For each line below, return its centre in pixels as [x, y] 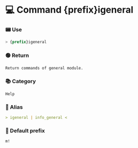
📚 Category [21, 81]
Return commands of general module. [44, 68]
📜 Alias [14, 107]
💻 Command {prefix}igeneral [70, 10]
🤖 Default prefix [25, 131]
